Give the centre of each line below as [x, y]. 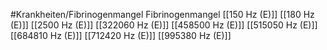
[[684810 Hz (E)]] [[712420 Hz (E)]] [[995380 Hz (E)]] [121, 35]
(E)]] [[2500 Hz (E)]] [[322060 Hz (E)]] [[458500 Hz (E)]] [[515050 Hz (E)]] [164, 25]
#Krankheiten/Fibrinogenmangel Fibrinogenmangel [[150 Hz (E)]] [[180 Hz [162, 14]
